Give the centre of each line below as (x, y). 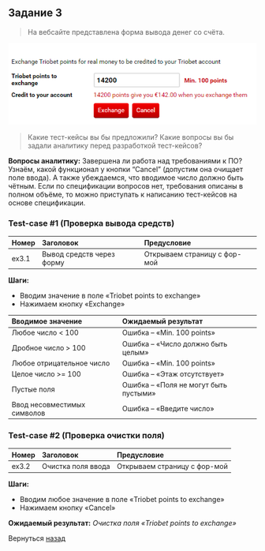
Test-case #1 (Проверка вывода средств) (91, 223)
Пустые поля (33, 389)
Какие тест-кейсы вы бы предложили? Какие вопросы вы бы (131, 137)
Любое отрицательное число (61, 363)
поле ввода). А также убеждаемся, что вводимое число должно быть (126, 178)
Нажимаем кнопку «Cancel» (67, 508)
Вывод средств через (79, 254)
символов (28, 413)
